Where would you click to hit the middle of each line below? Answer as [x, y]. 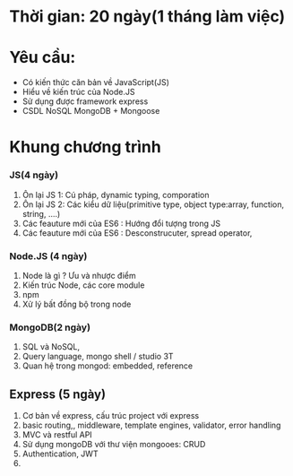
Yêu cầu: [43, 58]
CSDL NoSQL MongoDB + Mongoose [91, 111]
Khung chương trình [85, 147]
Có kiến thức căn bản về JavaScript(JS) [96, 82]
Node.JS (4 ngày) [48, 255]
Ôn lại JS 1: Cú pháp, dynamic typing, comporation [116, 195]
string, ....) [41, 213]
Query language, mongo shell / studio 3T [98, 357]
